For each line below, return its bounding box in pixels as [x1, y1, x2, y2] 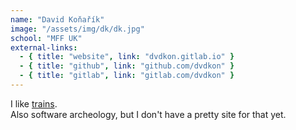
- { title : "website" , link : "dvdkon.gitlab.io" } [19, 52, 235, 62]
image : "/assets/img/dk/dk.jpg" [10, 24, 145, 34]
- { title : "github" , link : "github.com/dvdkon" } [19, 61, 235, 71]
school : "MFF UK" [10, 33, 83, 43]
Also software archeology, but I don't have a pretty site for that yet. [10, 108, 287, 120]
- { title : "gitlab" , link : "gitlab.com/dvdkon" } [19, 71, 235, 81]
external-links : [10, 42, 78, 53]
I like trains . [10, 97, 58, 110]
